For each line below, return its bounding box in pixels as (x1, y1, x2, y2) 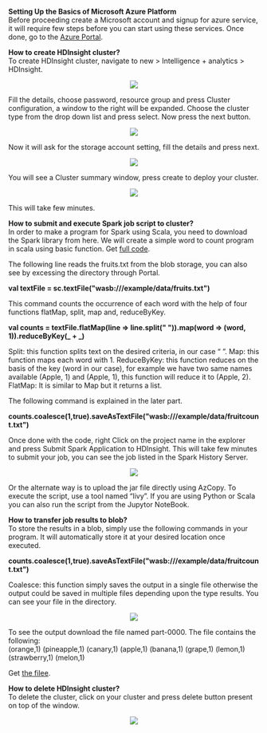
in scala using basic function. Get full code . (8, 244, 151, 254)
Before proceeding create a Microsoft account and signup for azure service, (8, 15, 258, 25)
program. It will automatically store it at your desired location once (8, 532, 226, 542)
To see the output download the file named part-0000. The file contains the (8, 628, 257, 636)
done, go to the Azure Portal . (8, 32, 104, 41)
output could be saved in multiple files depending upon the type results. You (8, 589, 259, 597)
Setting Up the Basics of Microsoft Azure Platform (8, 7, 177, 16)
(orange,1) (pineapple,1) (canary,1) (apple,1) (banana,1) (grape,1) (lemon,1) (8, 644, 245, 653)
